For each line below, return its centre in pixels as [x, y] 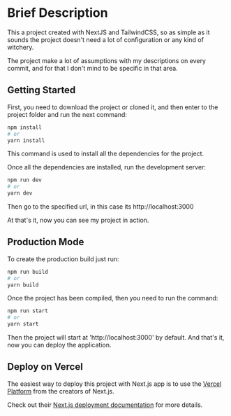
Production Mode [46, 242]
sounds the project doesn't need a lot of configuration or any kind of [106, 39]
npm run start [28, 311]
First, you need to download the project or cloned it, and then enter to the [113, 107]
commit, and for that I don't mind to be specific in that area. [92, 68]
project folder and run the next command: [67, 114]
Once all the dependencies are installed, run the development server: [106, 167]
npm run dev [24, 180]
